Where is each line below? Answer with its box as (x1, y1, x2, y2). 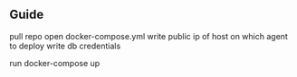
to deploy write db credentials (9, 40, 121, 51)
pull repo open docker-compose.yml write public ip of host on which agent (9, 30, 288, 41)
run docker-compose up (9, 57, 101, 68)
